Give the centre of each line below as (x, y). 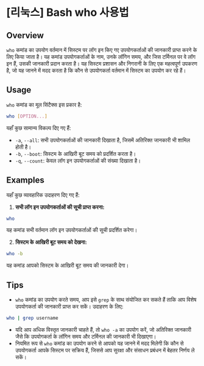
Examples (25, 180)
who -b (15, 254)
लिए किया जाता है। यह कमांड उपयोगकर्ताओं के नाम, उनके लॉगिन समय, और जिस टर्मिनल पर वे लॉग (101, 57)
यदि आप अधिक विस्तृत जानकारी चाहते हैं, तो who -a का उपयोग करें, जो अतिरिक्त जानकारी (103, 329)
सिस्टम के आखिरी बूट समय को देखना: (51, 242)
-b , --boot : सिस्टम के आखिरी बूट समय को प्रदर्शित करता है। (76, 153)
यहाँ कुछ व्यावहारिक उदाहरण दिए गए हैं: (43, 195)
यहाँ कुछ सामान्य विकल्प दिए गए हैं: (39, 128)
